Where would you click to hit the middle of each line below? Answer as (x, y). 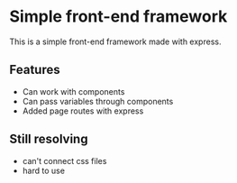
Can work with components (73, 91)
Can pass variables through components (98, 101)
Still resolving (49, 139)
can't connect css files (64, 160)
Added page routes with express (83, 111)
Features (35, 70)
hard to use (44, 170)
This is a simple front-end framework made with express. (115, 41)
